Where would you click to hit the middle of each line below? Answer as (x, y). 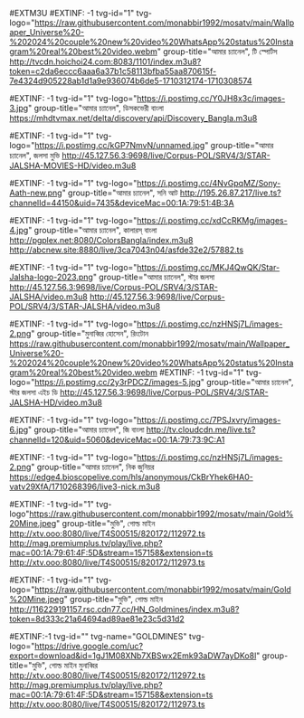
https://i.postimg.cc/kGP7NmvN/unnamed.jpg (120, 145)
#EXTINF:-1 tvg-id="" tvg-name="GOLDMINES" (98, 636)
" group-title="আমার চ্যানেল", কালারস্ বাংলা (93, 230)
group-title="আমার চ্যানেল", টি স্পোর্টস (220, 52)
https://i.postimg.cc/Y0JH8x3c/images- (211, 98)
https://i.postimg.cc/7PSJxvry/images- (209, 420)
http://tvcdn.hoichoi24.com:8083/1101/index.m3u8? (105, 61)
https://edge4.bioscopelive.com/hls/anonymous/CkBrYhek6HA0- (131, 477)
